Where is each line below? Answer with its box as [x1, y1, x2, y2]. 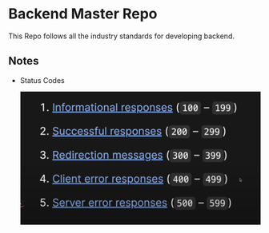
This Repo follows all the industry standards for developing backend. [8, 31, 235, 41]
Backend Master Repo [8, 5, 158, 23]
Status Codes [19, 75, 66, 85]
